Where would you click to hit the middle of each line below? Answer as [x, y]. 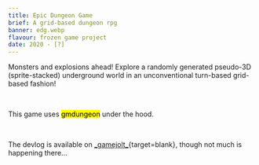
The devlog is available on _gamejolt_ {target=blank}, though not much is [125, 145]
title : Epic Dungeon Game [50, 15]
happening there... [38, 153]
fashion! [43, 84]
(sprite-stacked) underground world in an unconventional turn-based [120, 75]
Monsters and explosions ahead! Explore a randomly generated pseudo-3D [130, 67]
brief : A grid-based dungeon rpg [63, 23]
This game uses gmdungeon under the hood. [81, 114]
